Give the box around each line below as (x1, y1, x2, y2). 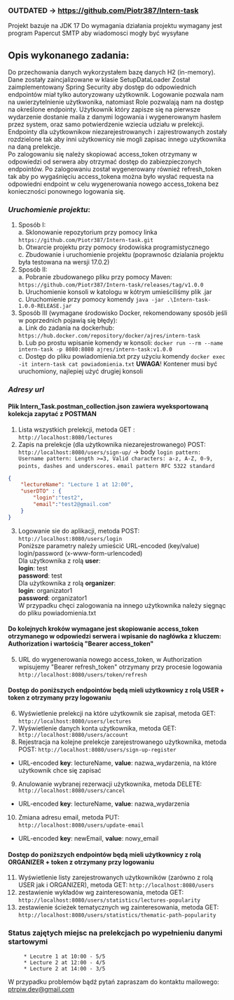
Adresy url (8, 385, 45, 394)
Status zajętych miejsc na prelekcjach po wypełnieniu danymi (8, 928, 223, 938)
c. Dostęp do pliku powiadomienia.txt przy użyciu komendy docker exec (18, 352, 226, 361)
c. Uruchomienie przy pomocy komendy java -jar (18, 295, 164, 304)
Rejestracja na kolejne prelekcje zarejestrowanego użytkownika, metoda (18, 738, 227, 746)
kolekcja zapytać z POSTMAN (8, 409, 97, 418)
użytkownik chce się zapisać (18, 766, 102, 775)
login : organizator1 (18, 586, 73, 594)
